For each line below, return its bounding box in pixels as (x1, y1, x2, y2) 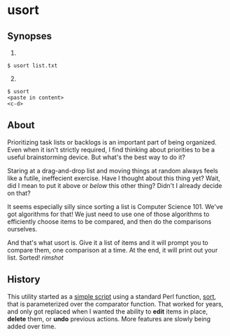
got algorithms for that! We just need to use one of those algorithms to (7, 210, 210, 218)
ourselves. (7, 224, 38, 233)
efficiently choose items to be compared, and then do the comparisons (7, 217, 212, 226)
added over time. (7, 322, 57, 330)
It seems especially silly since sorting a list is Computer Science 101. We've (7, 202, 224, 210)
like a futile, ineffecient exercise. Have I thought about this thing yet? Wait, (7, 174, 221, 182)
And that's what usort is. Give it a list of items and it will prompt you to (7, 238, 208, 247)
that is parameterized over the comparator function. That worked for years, (7, 300, 224, 308)
